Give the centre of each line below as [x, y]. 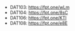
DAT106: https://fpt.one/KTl [38, 18]
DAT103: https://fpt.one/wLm [40, 7]
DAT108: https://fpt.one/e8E [39, 23]
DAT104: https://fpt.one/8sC [39, 12]
